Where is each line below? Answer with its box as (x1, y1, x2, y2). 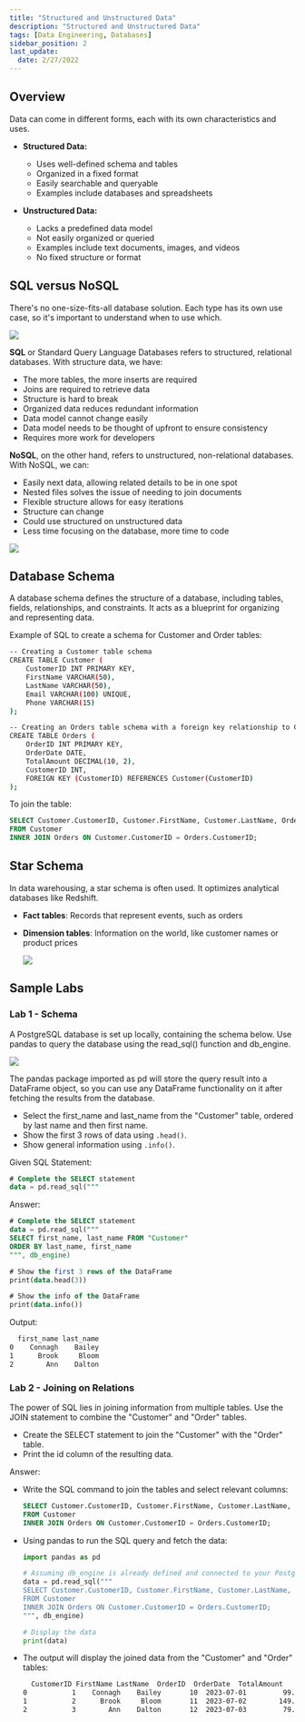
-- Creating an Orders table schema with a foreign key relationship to (9, 723, 290, 733)
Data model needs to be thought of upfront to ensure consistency (22, 422, 268, 433)
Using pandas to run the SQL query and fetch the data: (22, 1535, 228, 1545)
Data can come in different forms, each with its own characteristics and (9, 113, 277, 124)
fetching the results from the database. (9, 1092, 155, 1103)
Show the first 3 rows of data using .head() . (22, 1129, 188, 1140)
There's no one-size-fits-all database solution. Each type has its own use (9, 302, 283, 313)
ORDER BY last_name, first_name (9, 1241, 132, 1251)
